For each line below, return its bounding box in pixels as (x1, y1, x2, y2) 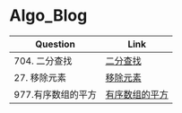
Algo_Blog (9, 5, 88, 26)
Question (35, 38, 76, 50)
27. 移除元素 (13, 71, 67, 83)
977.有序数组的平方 (13, 88, 97, 100)
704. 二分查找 (13, 55, 73, 67)
